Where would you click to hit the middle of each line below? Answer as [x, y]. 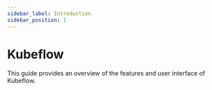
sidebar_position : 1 [37, 20]
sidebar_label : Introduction [49, 13]
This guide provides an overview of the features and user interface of [106, 73]
